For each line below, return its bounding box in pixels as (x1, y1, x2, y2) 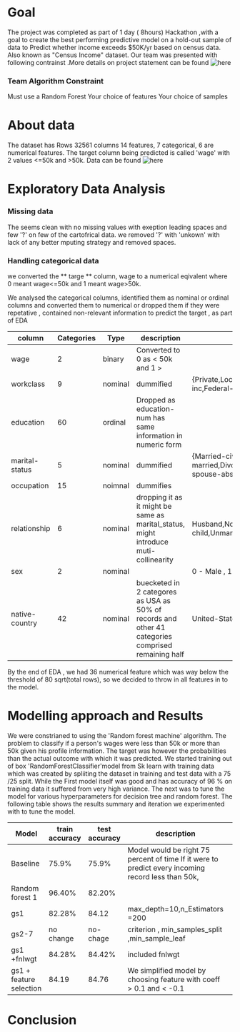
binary (102, 354, 124, 364)
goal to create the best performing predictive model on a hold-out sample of (7, 35, 232, 44)
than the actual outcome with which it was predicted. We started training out (7, 754, 232, 762)
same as (136, 510, 165, 520)
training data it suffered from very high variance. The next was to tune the (7, 784, 225, 793)
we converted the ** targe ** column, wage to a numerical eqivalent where (7, 272, 228, 280)
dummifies (136, 480, 172, 490)
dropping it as (136, 492, 183, 502)
